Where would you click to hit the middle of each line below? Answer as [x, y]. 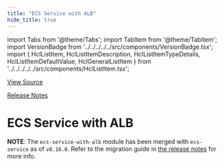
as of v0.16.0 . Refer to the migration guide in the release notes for [124, 149]
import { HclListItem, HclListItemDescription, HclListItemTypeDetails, [104, 54]
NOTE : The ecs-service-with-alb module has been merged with [98, 142]
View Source [25, 82]
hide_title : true [32, 20]
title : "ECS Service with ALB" [52, 13]
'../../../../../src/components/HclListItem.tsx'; [68, 69]
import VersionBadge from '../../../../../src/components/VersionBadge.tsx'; [110, 47]
